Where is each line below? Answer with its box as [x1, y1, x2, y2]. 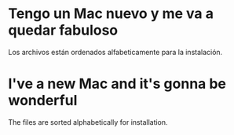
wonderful [8, 92, 78, 110]
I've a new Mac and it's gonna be [8, 75, 226, 93]
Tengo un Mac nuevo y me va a [8, 5, 214, 23]
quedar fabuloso [8, 21, 119, 39]
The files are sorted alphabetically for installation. [8, 117, 168, 126]
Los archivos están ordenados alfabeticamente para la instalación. [8, 47, 223, 57]
